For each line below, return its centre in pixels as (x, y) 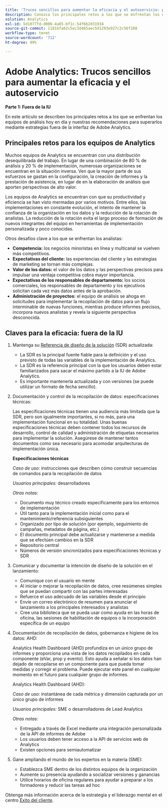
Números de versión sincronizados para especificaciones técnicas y (90, 551)
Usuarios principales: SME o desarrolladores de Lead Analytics (77, 709)
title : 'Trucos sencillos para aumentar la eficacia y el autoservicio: (82, 10)
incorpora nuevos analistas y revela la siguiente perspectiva (74, 312)
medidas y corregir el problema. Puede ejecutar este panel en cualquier (86, 669)
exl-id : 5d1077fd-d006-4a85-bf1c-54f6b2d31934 (54, 24)
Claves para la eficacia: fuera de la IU (64, 333)
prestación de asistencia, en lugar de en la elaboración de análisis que (77, 181)
